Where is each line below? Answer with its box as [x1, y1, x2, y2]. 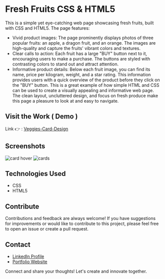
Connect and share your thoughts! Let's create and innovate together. [5, 269, 147, 274]
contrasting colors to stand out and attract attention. [12, 61, 119, 67]
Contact [5, 240, 31, 249]
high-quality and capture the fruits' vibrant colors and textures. [12, 45, 141, 51]
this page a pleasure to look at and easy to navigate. [12, 98, 119, 104]
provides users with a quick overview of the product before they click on [12, 77, 161, 83]
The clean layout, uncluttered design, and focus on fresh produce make [12, 93, 158, 99]
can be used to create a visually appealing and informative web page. [12, 87, 154, 93]
